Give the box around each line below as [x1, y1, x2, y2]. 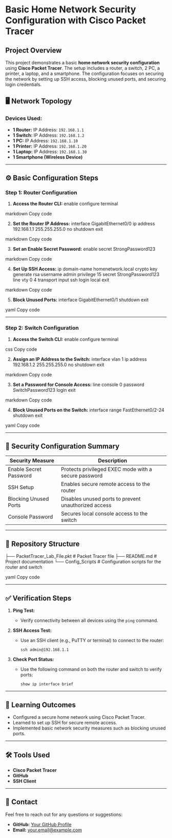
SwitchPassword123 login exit [12, 387, 76, 393]
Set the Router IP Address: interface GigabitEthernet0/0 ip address [12, 221, 155, 227]
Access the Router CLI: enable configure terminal [12, 201, 118, 207]
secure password [60, 472, 103, 479]
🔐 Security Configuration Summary [5, 442, 120, 451]
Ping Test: [12, 608, 35, 614]
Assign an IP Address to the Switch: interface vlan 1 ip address [12, 356, 147, 362]
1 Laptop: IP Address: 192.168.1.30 [12, 148, 87, 155]
